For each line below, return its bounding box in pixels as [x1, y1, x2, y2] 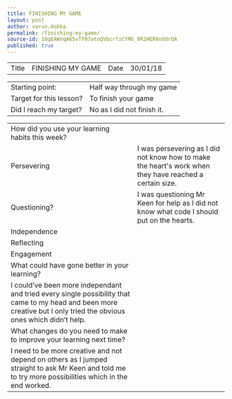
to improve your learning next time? [10, 335, 126, 344]
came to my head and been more [10, 298, 118, 307]
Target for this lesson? [10, 94, 83, 103]
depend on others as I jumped [10, 355, 108, 364]
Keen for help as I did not [137, 198, 219, 207]
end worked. [10, 381, 52, 390]
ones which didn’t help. [10, 315, 86, 324]
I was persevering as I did [137, 144, 220, 153]
